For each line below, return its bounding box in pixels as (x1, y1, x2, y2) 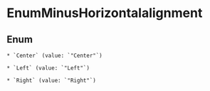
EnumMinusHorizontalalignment (6, 5, 203, 21)
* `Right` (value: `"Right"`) (6, 77, 97, 84)
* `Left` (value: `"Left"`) (6, 65, 90, 72)
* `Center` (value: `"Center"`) (6, 52, 103, 59)
